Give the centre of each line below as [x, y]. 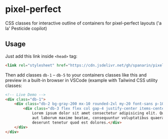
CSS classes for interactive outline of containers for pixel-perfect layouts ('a [83, 23]
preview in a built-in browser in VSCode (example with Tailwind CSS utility [81, 80]
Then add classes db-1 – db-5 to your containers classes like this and [76, 75]
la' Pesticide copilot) [26, 28]
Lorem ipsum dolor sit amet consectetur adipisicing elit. [94, 113]
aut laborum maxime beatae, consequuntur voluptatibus [90, 118]
